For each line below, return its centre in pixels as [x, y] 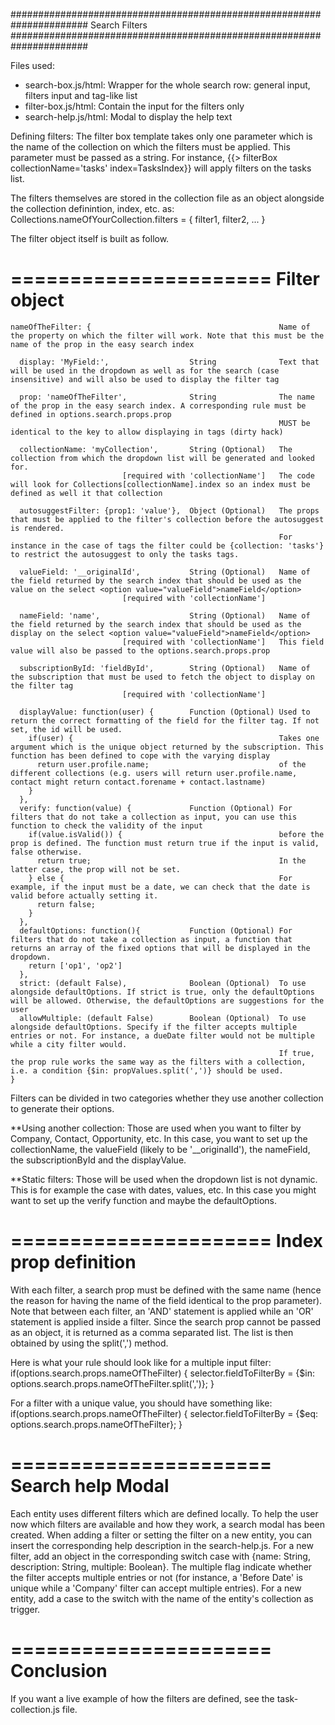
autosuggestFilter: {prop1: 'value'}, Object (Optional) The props [169, 510]
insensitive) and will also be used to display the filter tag [145, 379]
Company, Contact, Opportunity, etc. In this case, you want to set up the [159, 1138]
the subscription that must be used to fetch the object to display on [162, 677]
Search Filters [119, 25]
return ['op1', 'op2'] [75, 965]
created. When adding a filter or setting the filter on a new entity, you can [161, 1535]
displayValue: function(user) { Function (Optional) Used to [165, 712]
